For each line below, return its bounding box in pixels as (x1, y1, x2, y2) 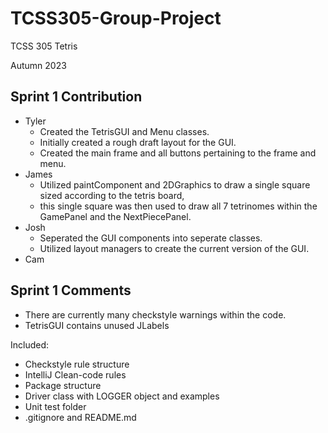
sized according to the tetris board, (39, 189, 185, 201)
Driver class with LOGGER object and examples (24, 390, 220, 402)
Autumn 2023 (10, 59, 67, 71)
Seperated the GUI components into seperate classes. (39, 232, 263, 244)
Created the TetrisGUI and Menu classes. (39, 125, 210, 137)
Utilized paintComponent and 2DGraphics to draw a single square (39, 178, 311, 191)
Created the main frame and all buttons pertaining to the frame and (39, 147, 317, 159)
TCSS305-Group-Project (10, 7, 222, 30)
